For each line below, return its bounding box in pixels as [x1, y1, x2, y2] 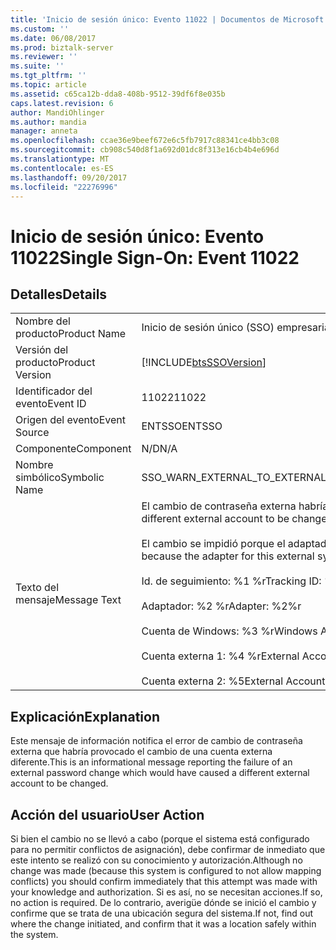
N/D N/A [141, 442, 178, 456]
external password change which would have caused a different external [10, 767, 310, 779]
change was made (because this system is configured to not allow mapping [10, 865, 322, 876]
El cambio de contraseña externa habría [141, 499, 329, 513]
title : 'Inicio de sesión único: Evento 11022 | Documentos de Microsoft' [10, 14, 329, 25]
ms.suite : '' [10, 61, 65, 71]
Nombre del [15, 314, 71, 328]
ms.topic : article [10, 80, 87, 90]
